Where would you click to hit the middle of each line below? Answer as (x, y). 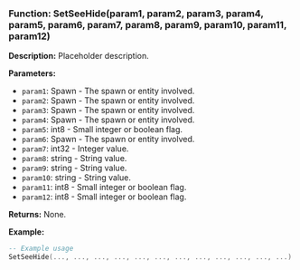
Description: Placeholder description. (79, 56)
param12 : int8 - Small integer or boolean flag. (104, 197)
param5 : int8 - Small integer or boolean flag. (102, 130)
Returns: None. (37, 215)
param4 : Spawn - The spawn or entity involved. (108, 120)
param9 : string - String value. (74, 168)
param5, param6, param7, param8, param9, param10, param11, (148, 24)
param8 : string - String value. (74, 159)
